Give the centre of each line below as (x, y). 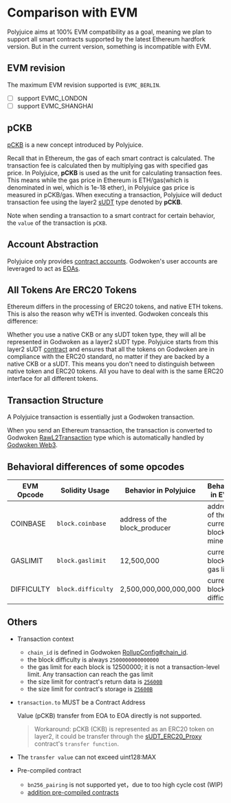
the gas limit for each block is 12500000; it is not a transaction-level (123, 666)
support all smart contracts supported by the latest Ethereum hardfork (107, 39)
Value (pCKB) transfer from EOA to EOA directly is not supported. (109, 715)
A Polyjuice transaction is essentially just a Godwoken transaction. (101, 417)
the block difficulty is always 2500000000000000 (93, 660)
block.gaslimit (81, 561)
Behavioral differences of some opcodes (96, 467)
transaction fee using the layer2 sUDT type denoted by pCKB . (95, 202)
